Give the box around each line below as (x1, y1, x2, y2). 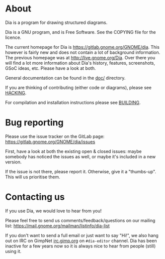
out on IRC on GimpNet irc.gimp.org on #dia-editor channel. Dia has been (5, 238, 157, 244)
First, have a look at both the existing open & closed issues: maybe (5, 148, 142, 154)
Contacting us (5, 191, 65, 203)
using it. (5, 248, 21, 254)
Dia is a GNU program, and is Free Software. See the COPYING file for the (5, 29, 156, 35)
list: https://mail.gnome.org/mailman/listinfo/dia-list (5, 223, 110, 229)
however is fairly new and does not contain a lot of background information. (5, 49, 161, 55)
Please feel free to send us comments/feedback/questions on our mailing (5, 217, 156, 223)
